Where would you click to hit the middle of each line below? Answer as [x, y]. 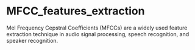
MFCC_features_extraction [76, 11]
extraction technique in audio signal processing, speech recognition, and [98, 34]
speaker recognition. [32, 40]
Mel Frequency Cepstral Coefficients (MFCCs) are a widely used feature [97, 28]
